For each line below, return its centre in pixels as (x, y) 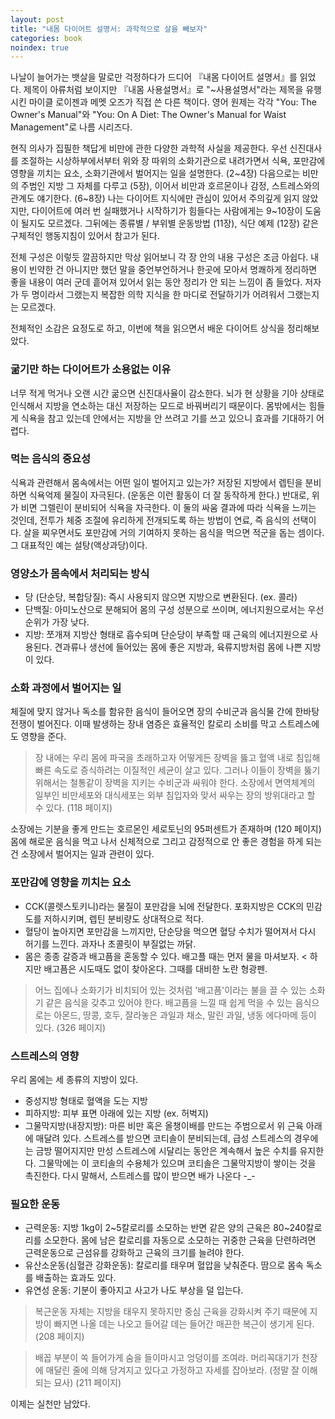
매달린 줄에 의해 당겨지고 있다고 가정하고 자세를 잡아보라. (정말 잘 (172, 1370)
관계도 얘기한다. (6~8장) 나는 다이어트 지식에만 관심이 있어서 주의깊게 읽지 (155, 198)
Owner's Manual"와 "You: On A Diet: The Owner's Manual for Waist (148, 115)
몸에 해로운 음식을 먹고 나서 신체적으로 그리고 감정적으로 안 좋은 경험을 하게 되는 (166, 842)
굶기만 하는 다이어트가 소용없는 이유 (91, 369)
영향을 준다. (43, 737)
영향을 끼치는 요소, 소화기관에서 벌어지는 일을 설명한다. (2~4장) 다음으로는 (155, 173)
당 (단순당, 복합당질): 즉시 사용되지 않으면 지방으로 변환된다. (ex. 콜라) (161, 597)
